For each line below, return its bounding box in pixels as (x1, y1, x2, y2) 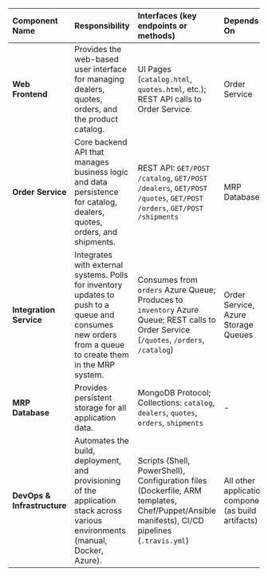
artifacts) (223, 515, 258, 526)
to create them (74, 349, 129, 360)
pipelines (137, 525, 172, 536)
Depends (223, 15, 259, 26)
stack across (74, 505, 122, 516)
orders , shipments (137, 417, 203, 428)
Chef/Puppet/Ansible (137, 505, 217, 516)
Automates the (74, 435, 129, 446)
